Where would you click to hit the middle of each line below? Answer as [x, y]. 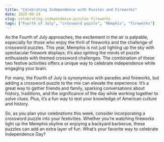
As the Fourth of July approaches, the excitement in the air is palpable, [77, 37]
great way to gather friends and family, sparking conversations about [75, 88]
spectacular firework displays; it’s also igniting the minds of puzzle [72, 53]
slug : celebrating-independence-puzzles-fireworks [58, 19]
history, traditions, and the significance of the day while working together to [82, 94]
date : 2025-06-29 [23, 14]
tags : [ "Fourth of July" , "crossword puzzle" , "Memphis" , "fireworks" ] [80, 23]
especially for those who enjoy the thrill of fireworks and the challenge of [79, 43]
